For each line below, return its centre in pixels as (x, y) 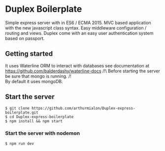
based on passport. (25, 38)
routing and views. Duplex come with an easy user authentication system (79, 33)
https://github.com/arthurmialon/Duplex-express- (83, 108)
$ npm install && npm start (34, 121)
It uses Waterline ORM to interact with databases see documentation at (77, 65)
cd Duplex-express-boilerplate (42, 117)
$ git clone (17, 108)
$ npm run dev (20, 144)
